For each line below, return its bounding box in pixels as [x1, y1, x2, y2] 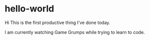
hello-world [5, 3, 55, 14]
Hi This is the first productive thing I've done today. [5, 19, 111, 25]
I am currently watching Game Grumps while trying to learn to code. [5, 29, 145, 35]
